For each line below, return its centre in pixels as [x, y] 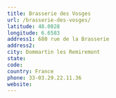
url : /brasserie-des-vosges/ [49, 20]
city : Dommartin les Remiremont [54, 52]
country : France [30, 71]
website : [20, 84]
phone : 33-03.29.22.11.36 [44, 78]
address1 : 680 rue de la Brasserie [58, 39]
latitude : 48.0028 [33, 26]
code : [15, 65]
